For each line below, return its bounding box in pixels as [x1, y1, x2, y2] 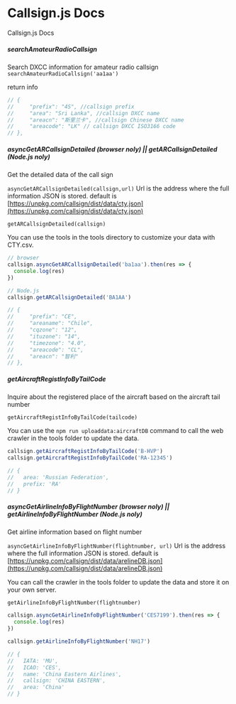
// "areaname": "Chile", [7, 320, 94, 327]
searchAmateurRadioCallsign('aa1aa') [7, 70, 119, 78]
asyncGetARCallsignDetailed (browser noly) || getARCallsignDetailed [7, 144, 218, 154]
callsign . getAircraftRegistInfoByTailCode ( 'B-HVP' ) [7, 448, 163, 455]
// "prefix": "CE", [7, 313, 78, 321]
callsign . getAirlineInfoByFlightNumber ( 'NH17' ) [7, 638, 151, 645]
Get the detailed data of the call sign [7, 171, 113, 179]
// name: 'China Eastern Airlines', [7, 671, 122, 678]
